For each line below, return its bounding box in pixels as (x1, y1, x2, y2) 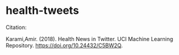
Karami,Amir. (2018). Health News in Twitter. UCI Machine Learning (5, 35, 174, 42)
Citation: (5, 24, 27, 31)
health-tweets (5, 4, 79, 18)
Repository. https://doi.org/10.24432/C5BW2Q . (5, 42, 123, 49)
